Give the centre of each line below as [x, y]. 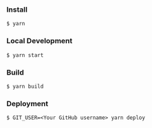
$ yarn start [25, 55]
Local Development [40, 41]
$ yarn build [25, 86]
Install [17, 10]
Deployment [28, 103]
